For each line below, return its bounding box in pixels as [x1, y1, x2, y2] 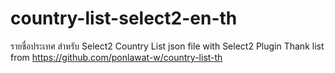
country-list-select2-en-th [10, 7, 238, 30]
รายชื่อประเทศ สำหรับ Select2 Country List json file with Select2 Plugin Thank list [10, 40, 325, 52]
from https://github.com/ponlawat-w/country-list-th [10, 51, 223, 63]
